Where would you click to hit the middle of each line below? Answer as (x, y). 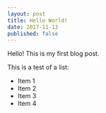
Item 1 (26, 81)
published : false (33, 34)
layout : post (26, 14)
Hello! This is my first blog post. (53, 54)
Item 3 (27, 96)
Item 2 (27, 88)
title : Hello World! (38, 20)
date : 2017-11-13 (33, 27)
